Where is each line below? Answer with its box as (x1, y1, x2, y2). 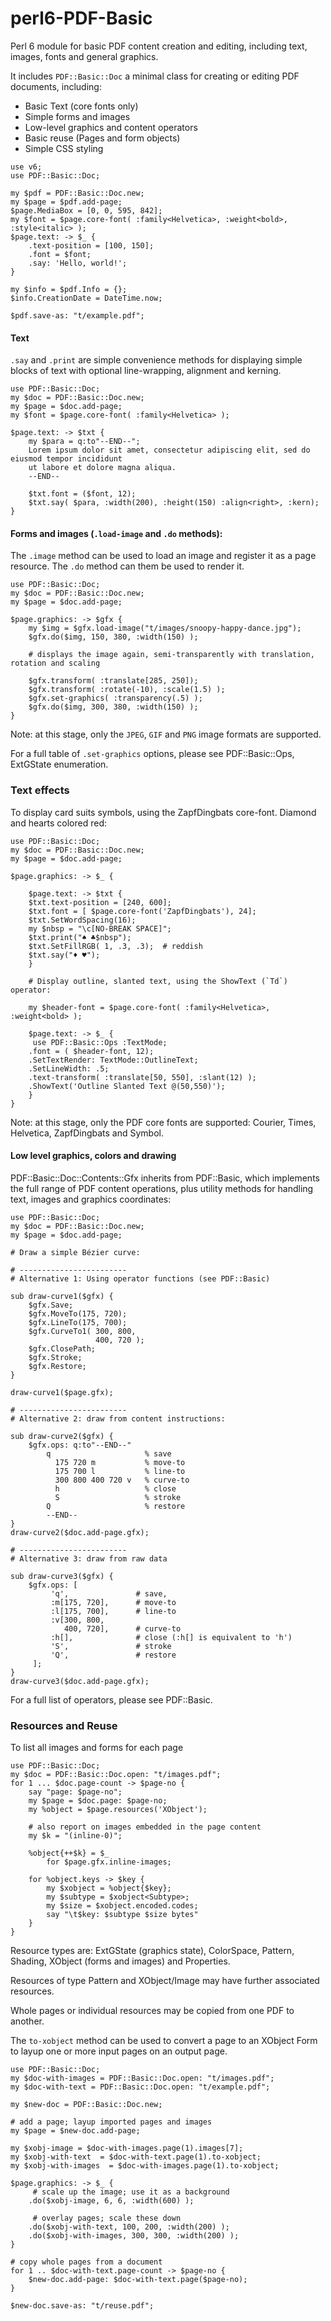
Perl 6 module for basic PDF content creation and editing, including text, (10, 40, 308, 52)
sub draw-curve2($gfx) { (10, 1431, 114, 1441)
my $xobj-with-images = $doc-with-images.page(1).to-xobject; (10, 2161, 280, 2171)
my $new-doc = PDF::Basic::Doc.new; (10, 2100, 163, 2110)
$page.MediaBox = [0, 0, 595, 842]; (10, 205, 163, 216)
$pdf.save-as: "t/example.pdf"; (10, 310, 145, 321)
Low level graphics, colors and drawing (10, 1150, 177, 1162)
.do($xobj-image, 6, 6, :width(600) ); (28, 2196, 195, 2206)
